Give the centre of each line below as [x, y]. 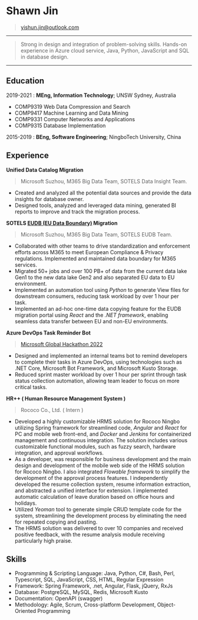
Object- [166, 605]
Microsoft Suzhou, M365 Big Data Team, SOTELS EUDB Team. [96, 234]
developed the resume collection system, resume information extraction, [103, 484]
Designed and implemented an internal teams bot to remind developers [101, 355]
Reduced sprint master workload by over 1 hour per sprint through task [100, 374]
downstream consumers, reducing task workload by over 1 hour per [97, 296]
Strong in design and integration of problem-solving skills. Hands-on [104, 44]
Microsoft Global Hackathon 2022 [62, 344]
